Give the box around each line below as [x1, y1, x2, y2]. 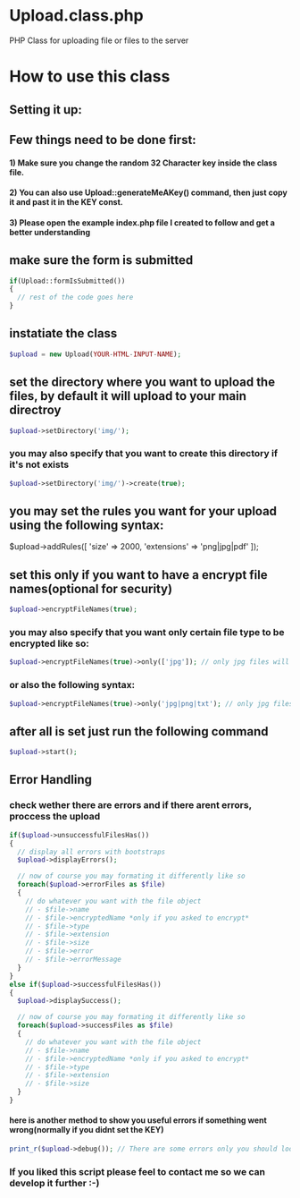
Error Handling [9, 772, 92, 787]
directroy [9, 403, 62, 418]
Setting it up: [9, 102, 83, 117]
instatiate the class [9, 326, 118, 341]
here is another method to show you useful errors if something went [9, 1115, 268, 1126]
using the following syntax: [9, 517, 164, 532]
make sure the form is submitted [9, 252, 194, 268]
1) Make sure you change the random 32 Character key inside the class [9, 157, 278, 168]
